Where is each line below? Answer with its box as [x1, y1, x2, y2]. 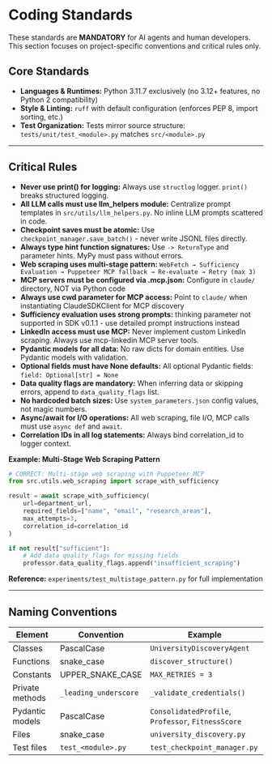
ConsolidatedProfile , [149, 706, 232, 716]
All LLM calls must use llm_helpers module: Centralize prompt [19, 198, 231, 208]
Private [12, 682, 40, 694]
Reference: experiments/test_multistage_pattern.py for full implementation [8, 574, 263, 584]
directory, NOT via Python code [19, 284, 125, 293]
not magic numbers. [19, 403, 87, 414]
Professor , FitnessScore [149, 715, 242, 727]
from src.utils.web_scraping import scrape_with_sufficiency [8, 477, 219, 485]
